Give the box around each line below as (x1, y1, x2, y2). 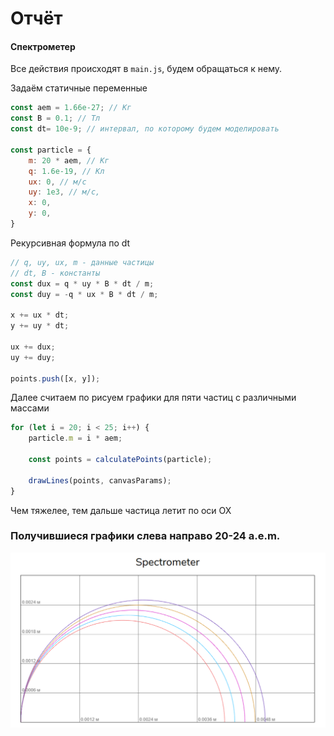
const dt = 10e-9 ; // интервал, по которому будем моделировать (10, 124, 280, 134)
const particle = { (10, 145, 92, 155)
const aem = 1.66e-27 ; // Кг (10, 103, 132, 113)
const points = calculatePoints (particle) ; (28, 455, 213, 465)
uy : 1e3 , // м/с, (28, 187, 101, 197)
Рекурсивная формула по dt (10, 237, 131, 249)
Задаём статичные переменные (10, 82, 148, 94)
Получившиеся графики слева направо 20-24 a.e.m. (10, 529, 281, 543)
